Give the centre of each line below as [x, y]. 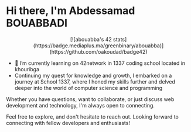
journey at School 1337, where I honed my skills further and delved [95, 81]
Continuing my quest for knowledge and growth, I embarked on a [93, 75]
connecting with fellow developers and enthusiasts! [68, 123]
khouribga [27, 69]
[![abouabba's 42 [91, 39]
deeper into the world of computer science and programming [88, 88]
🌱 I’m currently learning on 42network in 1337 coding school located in [100, 63]
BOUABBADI [37, 23]
